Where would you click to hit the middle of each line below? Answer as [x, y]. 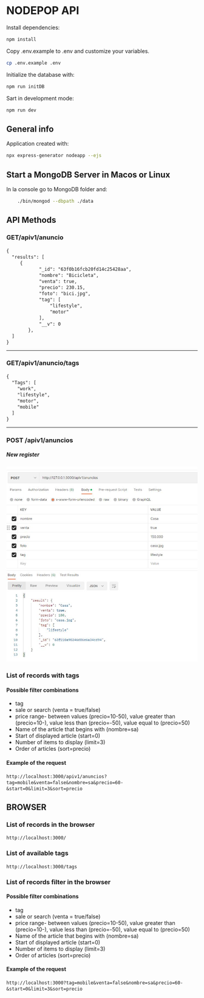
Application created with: [38, 144]
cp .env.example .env [34, 63]
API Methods [31, 220]
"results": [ [28, 257]
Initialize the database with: [40, 74]
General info [30, 129]
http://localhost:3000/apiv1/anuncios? [57, 776]
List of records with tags [43, 675]
